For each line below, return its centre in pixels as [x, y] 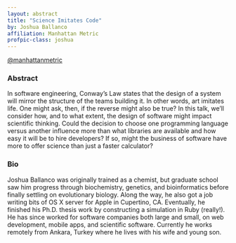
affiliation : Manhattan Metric [53, 33]
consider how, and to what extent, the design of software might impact [110, 116]
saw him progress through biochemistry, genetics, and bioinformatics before [118, 187]
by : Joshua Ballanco [38, 27]
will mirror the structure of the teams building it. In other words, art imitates [116, 101]
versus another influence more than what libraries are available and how [112, 131]
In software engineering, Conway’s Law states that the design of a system [114, 94]
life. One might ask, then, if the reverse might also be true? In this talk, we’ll [116, 108]
